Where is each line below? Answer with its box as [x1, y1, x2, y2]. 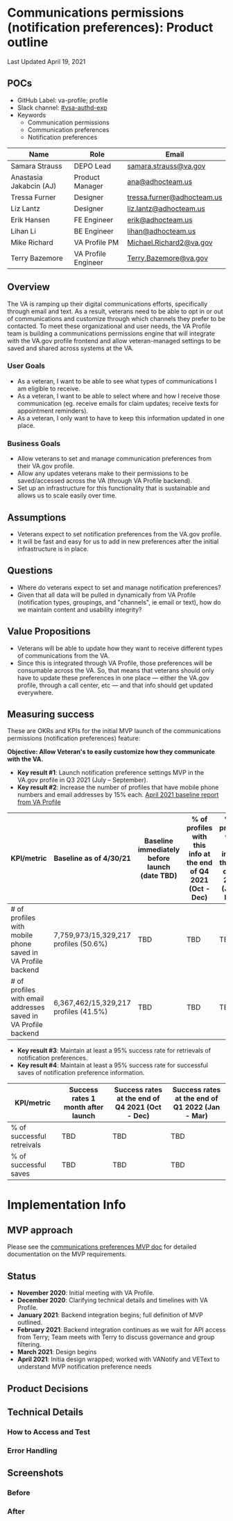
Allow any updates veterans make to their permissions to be [17, 469, 189, 477]
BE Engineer [74, 226, 114, 236]
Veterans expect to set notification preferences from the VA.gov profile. [17, 529, 222, 538]
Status [7, 1270, 37, 1282]
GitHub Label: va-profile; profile [17, 96, 108, 104]
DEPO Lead [74, 161, 112, 171]
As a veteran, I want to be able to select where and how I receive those [17, 391, 221, 400]
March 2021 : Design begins [17, 1348, 97, 1356]
